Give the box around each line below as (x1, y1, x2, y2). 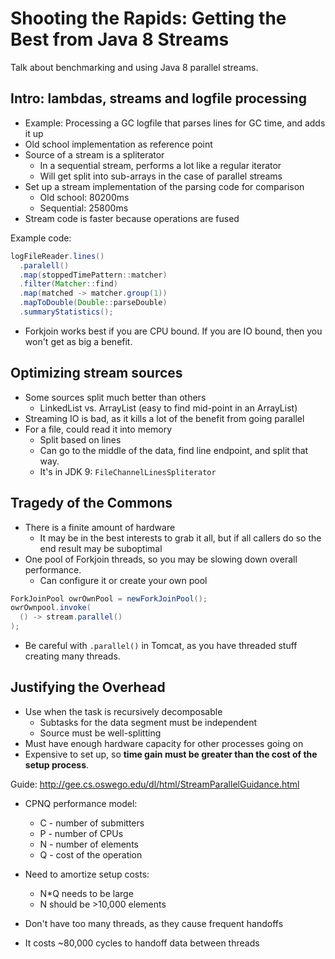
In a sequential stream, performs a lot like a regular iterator (39, 159, 282, 171)
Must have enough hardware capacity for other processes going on (24, 737, 304, 749)
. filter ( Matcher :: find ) (19, 279, 118, 289)
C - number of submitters (39, 817, 145, 829)
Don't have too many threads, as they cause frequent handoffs (24, 917, 284, 929)
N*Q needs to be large (39, 887, 134, 899)
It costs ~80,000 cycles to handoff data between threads (24, 937, 260, 949)
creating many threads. (24, 650, 121, 662)
